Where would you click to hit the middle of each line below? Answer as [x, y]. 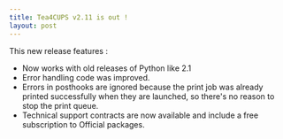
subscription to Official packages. [83, 124]
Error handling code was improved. [86, 77]
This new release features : [59, 50]
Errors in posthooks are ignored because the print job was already [142, 87]
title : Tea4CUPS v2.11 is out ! [69, 17]
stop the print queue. [60, 105]
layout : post [33, 26]
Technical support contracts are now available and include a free [140, 115]
